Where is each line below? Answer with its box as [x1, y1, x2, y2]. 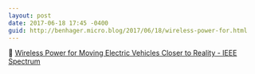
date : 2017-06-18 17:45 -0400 [8, 19, 109, 27]
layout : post [8, 11, 52, 20]
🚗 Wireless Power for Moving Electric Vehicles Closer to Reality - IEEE [8, 49, 237, 58]
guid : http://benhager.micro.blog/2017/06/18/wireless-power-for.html [8, 26, 248, 34]
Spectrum [8, 56, 41, 66]
